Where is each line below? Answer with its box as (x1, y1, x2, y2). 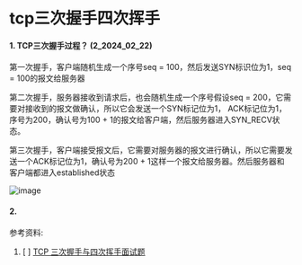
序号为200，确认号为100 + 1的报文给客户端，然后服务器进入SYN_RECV (9, 114, 272, 126)
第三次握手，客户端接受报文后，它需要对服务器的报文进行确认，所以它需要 (9, 145, 285, 155)
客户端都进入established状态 (9, 167, 115, 178)
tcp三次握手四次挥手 (9, 8, 161, 29)
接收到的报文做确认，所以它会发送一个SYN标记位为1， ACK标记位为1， (24, 103, 288, 114)
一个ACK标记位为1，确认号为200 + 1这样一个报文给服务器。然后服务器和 (16, 156, 285, 167)
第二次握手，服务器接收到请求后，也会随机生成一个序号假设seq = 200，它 (9, 92, 284, 103)
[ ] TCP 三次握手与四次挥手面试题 (22, 246, 146, 257)
